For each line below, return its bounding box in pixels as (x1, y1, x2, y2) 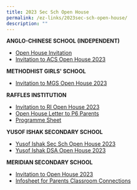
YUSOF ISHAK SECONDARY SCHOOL (6, 129, 103, 136)
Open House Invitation (15, 49, 72, 57)
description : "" (6, 20, 48, 26)
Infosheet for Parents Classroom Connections (15, 177, 131, 184)
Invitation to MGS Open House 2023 (15, 79, 108, 87)
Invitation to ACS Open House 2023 (15, 56, 106, 63)
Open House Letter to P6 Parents (15, 110, 100, 117)
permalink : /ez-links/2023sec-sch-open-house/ (6, 15, 128, 21)
